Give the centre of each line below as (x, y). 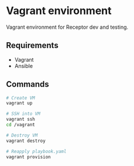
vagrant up (19, 103)
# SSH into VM (23, 114)
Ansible (24, 66)
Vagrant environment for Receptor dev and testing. (67, 27)
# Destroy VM (22, 135)
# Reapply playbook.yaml (36, 151)
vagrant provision (28, 157)
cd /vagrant (20, 125)
